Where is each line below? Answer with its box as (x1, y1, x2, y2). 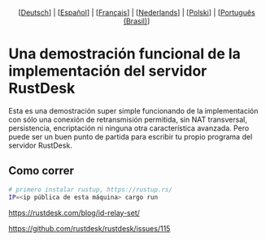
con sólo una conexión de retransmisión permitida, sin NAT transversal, (8, 114, 248, 124)
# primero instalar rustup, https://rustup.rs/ (8, 185, 173, 194)
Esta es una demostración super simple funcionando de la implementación (8, 105, 259, 115)
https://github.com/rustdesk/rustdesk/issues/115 (8, 223, 171, 233)
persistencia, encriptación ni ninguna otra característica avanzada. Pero (8, 123, 250, 133)
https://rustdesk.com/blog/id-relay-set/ (8, 208, 141, 217)
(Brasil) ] (123, 16, 150, 26)
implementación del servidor (8, 62, 207, 80)
